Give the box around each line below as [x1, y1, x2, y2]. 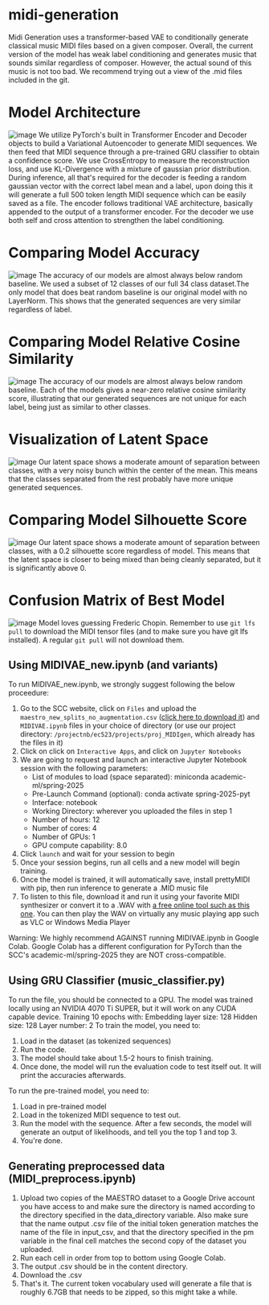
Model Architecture [8, 103, 141, 122]
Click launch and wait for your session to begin [19, 849, 175, 859]
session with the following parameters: [19, 763, 149, 774]
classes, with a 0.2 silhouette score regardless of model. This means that [8, 546, 251, 555]
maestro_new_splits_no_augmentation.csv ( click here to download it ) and [19, 712, 259, 722]
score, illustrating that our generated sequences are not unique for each [8, 393, 247, 403]
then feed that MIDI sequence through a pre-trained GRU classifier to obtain [8, 147, 259, 156]
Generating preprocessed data [8, 1159, 165, 1173]
